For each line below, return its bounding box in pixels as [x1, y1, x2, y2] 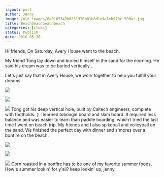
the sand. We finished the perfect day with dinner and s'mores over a [5, 127, 146, 133]
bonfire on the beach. [5, 132, 49, 138]
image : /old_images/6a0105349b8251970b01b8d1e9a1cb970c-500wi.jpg [5, 16, 144, 21]
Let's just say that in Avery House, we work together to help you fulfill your [5, 72, 157, 78]
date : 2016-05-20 [5, 35, 41, 40]
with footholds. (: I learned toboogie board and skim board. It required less [5, 111, 156, 117]
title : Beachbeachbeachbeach [5, 21, 65, 26]
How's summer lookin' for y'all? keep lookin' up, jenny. [5, 166, 116, 172]
